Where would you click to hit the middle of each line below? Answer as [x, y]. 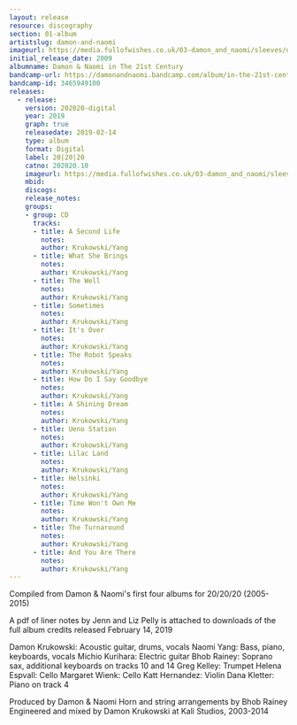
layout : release [39, 17]
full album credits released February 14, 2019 [91, 630]
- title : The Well [66, 281]
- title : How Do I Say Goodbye [90, 380]
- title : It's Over [68, 330]
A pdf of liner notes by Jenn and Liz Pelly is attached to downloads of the [143, 621]
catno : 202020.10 [57, 166]
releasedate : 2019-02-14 [71, 133]
